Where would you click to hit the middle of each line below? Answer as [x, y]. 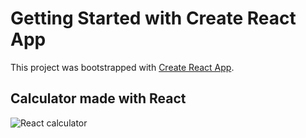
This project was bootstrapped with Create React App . [122, 67]
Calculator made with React [98, 98]
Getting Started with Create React [153, 18]
